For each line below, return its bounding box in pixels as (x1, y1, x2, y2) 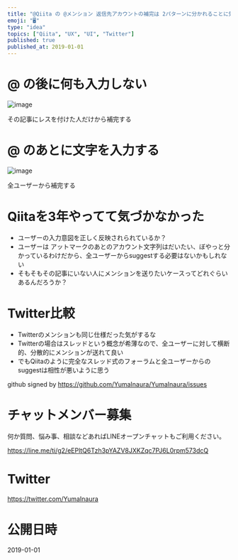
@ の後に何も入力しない (7, 76, 147, 92)
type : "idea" (7, 23, 46, 31)
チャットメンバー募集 (7, 406, 132, 423)
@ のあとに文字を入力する (7, 143, 160, 158)
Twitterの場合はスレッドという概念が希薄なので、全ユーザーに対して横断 (17, 339, 230, 348)
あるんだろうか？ (17, 278, 67, 286)
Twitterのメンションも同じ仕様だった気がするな (17, 330, 157, 338)
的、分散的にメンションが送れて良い (17, 348, 124, 356)
